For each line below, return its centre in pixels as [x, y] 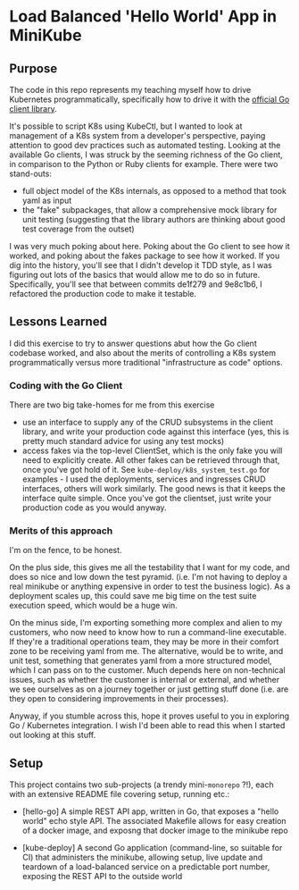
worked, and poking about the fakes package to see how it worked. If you [145, 256]
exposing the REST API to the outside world [102, 877]
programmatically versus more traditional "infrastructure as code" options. [146, 362]
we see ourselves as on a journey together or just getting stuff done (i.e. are [149, 689]
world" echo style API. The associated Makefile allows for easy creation [154, 821]
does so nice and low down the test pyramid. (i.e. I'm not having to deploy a [149, 577]
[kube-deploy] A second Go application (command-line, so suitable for [152, 848]
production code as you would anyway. [94, 508]
